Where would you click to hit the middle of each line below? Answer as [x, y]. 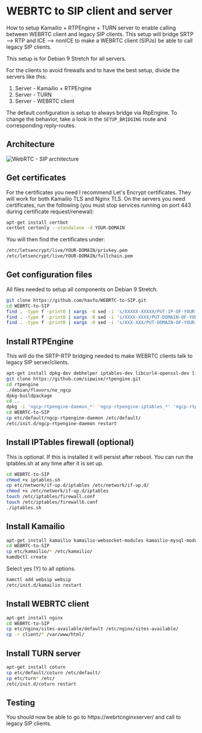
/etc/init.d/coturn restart [41, 684]
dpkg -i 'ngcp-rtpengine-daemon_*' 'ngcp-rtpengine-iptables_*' [88, 407]
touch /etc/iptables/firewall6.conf [52, 502]
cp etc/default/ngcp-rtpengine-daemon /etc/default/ [74, 418]
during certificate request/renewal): [50, 211]
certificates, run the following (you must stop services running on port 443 [99, 205]
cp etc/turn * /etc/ [31, 678]
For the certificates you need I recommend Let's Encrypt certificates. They [99, 192]
